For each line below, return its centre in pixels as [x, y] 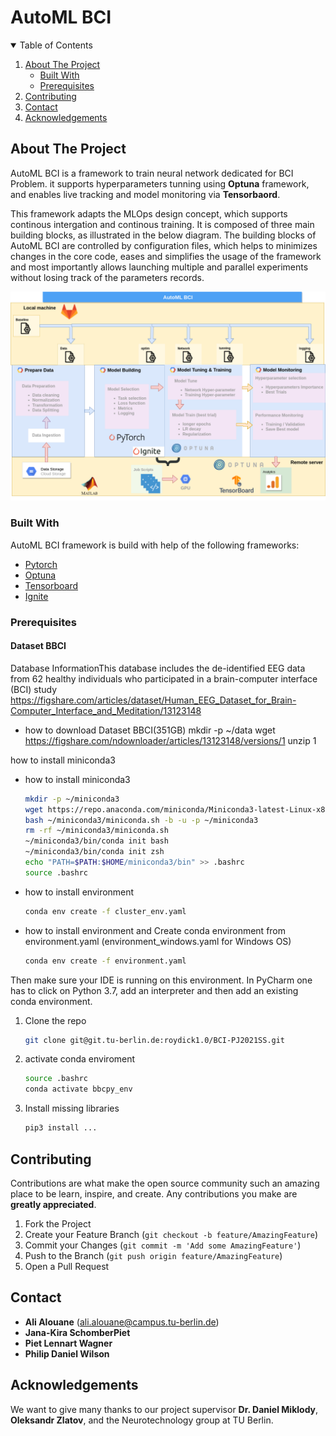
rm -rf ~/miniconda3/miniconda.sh [96, 831]
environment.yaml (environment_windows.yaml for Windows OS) [158, 941]
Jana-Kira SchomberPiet [77, 1332]
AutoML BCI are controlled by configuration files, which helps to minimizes [164, 245]
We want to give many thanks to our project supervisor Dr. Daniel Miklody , [164, 1409]
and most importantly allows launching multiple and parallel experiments [159, 267]
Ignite [36, 596]
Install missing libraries [72, 1108]
